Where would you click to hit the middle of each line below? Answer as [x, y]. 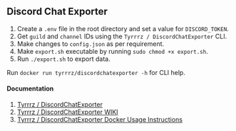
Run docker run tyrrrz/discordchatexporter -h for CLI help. [96, 72]
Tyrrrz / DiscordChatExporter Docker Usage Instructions [100, 120]
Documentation [30, 89]
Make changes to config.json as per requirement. [91, 44]
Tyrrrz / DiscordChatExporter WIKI [67, 112]
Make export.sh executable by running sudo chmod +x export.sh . [112, 51]
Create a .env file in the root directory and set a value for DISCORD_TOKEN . [123, 28]
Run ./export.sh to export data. [64, 59]
